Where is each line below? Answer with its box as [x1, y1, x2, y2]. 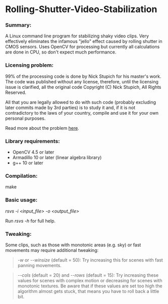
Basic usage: [5, 196, 38, 204]
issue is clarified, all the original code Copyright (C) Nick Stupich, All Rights [5, 84, 161, 90]
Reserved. [5, 89, 27, 95]
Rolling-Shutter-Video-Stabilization [5, 4, 157, 15]
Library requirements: [5, 137, 60, 144]
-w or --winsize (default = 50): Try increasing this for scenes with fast [17, 257, 163, 263]
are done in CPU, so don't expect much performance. [5, 49, 117, 55]
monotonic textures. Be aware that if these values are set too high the [17, 283, 162, 289]
